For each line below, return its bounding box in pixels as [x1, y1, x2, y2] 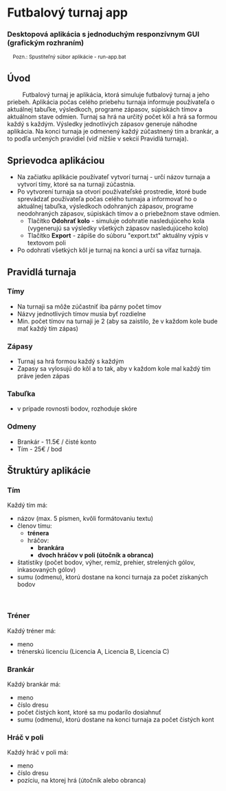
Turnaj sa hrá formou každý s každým [16, 357, 124, 366]
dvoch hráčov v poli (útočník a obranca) [37, 551, 154, 559]
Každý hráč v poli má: [7, 748, 69, 757]
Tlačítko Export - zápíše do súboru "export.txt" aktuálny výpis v [27, 232, 208, 240]
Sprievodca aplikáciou [7, 154, 105, 166]
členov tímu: [16, 522, 53, 530]
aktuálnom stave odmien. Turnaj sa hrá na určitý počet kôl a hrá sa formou [7, 112, 218, 121]
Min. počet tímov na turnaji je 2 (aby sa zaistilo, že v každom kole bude [16, 317, 218, 325]
